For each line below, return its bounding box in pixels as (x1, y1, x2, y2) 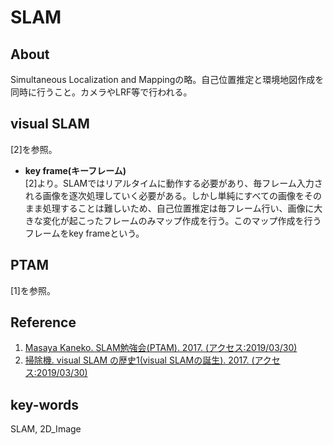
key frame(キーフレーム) (24, 164, 127, 176)
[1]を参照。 (10, 284, 56, 296)
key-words (10, 396, 79, 413)
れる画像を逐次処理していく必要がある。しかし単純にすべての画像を (24, 189, 305, 201)
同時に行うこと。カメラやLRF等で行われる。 (10, 86, 193, 98)
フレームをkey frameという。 (24, 227, 145, 239)
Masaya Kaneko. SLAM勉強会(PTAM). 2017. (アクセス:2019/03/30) (24, 342, 298, 354)
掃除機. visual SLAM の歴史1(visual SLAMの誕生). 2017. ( (24, 354, 255, 366)
